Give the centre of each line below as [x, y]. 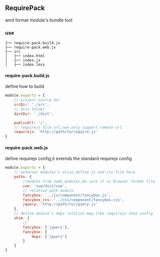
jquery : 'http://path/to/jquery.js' [60, 204]
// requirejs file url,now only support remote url [68, 127]
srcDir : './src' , [32, 105]
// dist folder [30, 109]
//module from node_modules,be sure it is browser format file [89, 182]
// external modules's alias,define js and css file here [75, 172]
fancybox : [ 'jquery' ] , [46, 227]
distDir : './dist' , [34, 114]
